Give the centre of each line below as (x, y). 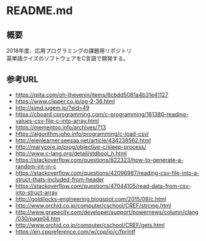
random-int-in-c (36, 166)
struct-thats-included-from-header (60, 179)
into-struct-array (37, 192)
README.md (40, 11)
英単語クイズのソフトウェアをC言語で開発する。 (68, 58)
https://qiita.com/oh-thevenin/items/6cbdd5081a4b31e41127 (92, 94)
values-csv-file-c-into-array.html (57, 121)
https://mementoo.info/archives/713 (61, 127)
